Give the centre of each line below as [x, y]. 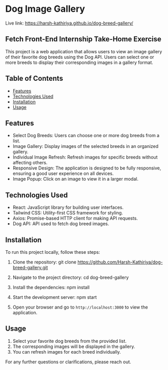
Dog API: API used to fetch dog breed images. [61, 224]
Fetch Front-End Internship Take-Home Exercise [83, 39]
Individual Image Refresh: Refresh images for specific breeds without [85, 157]
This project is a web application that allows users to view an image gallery [84, 51]
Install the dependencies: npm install [51, 287]
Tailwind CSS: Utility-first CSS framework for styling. [68, 213]
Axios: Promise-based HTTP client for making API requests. [75, 219]
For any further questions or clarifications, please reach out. [68, 362]
